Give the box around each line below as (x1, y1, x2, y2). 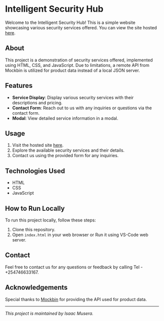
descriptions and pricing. (12, 100, 62, 105)
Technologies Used (5, 167, 65, 175)
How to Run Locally (5, 204, 65, 213)
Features (5, 81, 33, 90)
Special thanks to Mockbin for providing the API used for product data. (5, 296, 147, 302)
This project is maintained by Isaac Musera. (5, 310, 94, 316)
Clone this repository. (12, 227, 56, 232)
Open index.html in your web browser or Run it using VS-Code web (12, 232, 149, 238)
